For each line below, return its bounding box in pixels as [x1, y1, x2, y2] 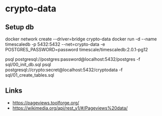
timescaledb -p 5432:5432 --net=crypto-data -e [5, 41, 106, 47]
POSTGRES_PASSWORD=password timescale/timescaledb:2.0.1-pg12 [5, 47, 148, 52]
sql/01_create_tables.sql [5, 72, 54, 78]
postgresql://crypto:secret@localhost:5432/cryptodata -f [5, 67, 123, 73]
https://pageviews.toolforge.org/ [12, 100, 80, 106]
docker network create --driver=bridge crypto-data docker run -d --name [5, 36, 157, 42]
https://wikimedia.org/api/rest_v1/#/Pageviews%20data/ [12, 105, 128, 111]
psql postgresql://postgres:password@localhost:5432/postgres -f [5, 56, 141, 62]
